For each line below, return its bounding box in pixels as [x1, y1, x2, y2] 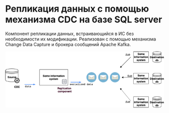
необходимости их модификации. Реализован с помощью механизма [5, 36, 156, 42]
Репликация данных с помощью [5, 3, 149, 15]
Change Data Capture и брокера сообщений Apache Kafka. [5, 41, 131, 47]
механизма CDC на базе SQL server [5, 14, 162, 25]
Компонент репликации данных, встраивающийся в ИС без [5, 30, 134, 36]
